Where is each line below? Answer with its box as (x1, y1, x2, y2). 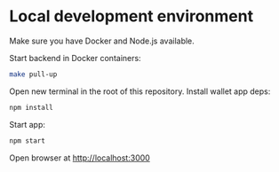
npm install (9, 103, 53, 112)
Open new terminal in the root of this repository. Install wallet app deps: (9, 86, 271, 97)
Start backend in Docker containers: (9, 52, 141, 63)
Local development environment (9, 6, 254, 27)
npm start (9, 136, 46, 145)
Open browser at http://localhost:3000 (9, 152, 151, 163)
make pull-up (9, 69, 58, 79)
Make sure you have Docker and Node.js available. (9, 35, 195, 46)
